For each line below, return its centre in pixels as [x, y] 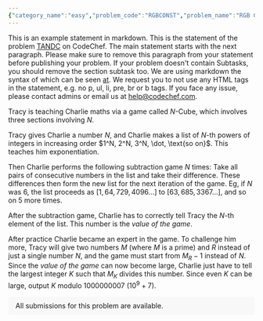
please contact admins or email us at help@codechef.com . [103, 96]
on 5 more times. [35, 200]
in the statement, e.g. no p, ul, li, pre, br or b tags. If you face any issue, [123, 88]
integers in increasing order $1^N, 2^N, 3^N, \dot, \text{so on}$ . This [118, 143]
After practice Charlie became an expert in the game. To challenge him [122, 239]
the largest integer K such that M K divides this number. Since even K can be [130, 275]
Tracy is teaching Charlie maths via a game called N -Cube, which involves [128, 111]
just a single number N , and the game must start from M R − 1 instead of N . [127, 256]
